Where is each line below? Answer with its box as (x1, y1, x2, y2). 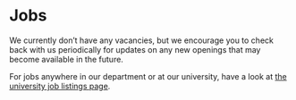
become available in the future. (9, 54, 123, 64)
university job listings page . (9, 80, 111, 91)
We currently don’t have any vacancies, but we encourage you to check (9, 35, 275, 46)
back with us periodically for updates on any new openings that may (9, 44, 261, 54)
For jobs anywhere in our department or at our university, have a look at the (9, 71, 288, 81)
